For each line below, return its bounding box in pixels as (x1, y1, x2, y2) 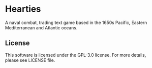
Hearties (5, 3, 41, 15)
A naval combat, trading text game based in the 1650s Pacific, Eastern (5, 20, 148, 25)
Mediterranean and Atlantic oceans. (5, 24, 78, 30)
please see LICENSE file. (5, 57, 55, 63)
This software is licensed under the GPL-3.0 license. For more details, (5, 52, 146, 58)
